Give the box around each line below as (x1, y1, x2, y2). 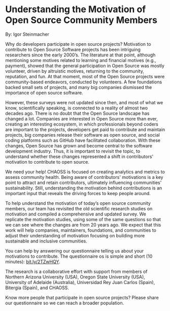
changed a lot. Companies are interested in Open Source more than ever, (5, 115, 158, 121)
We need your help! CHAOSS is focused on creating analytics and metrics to (5, 169, 165, 175)
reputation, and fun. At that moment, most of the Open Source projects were (5, 73, 165, 79)
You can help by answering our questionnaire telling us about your (5, 247, 144, 254)
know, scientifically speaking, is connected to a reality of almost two (5, 105, 148, 111)
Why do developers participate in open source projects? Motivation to (5, 41, 151, 47)
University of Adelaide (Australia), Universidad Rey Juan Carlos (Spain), (5, 279, 155, 285)
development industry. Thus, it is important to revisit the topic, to (5, 148, 141, 154)
